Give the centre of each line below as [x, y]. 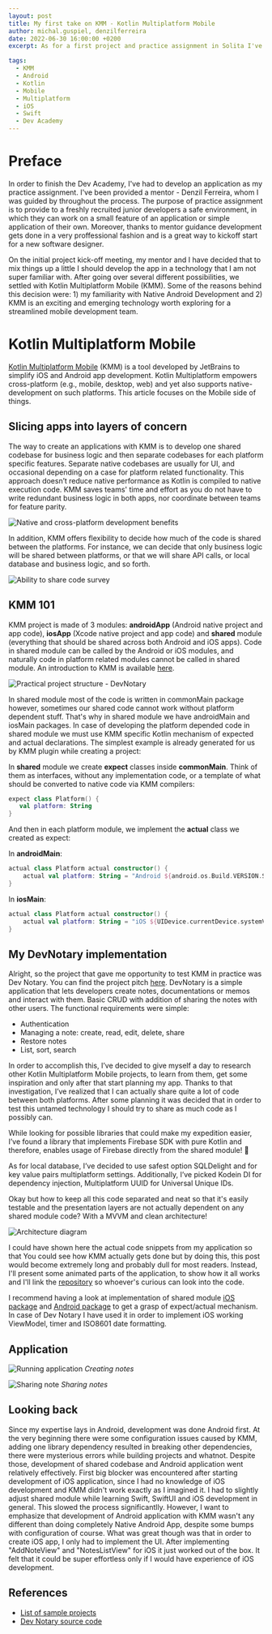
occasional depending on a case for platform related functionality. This [126, 472]
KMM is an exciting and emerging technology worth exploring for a [120, 303]
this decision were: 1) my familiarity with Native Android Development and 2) [136, 294]
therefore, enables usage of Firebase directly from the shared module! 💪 [129, 1150]
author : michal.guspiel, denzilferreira [78, 31]
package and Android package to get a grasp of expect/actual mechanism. [133, 1306]
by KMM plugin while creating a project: [75, 750]
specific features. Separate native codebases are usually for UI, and [121, 463]
